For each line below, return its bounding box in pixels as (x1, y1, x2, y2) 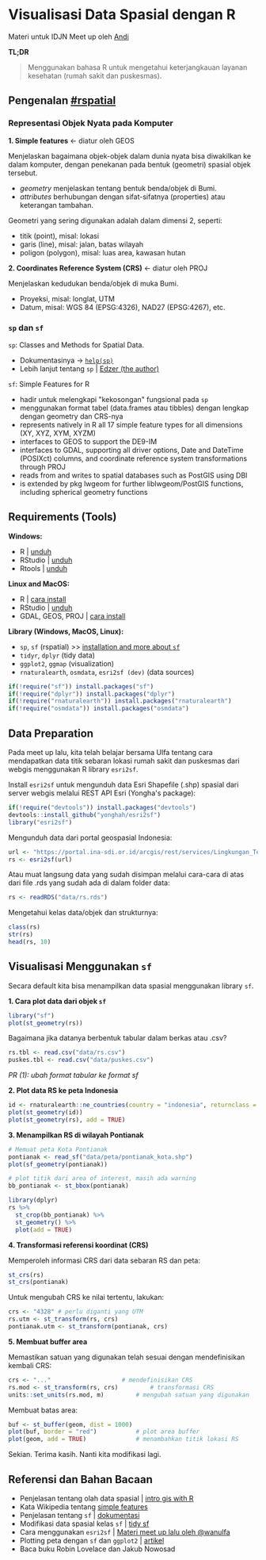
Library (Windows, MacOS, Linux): (8, 627, 124, 636)
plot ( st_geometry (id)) (8, 1109, 83, 1117)
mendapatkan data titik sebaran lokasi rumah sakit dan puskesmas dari (8, 756, 240, 766)
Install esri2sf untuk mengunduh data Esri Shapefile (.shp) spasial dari (8, 780, 239, 790)
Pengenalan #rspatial (8, 94, 116, 108)
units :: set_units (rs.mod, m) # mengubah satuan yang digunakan (8, 1390, 249, 1399)
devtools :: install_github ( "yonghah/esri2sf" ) (8, 811, 161, 818)
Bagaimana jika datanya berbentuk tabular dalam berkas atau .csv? (8, 1033, 227, 1043)
